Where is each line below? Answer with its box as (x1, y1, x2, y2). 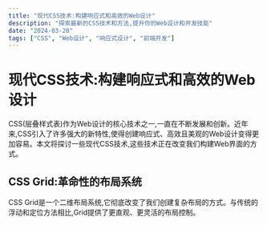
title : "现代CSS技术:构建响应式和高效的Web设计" (8, 11, 156, 20)
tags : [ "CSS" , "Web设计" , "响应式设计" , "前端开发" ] (8, 34, 175, 42)
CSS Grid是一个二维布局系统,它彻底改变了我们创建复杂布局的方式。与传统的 (8, 198, 258, 207)
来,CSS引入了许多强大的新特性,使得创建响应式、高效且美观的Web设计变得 (8, 129, 253, 139)
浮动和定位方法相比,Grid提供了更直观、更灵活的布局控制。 (8, 207, 200, 217)
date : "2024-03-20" (8, 26, 74, 34)
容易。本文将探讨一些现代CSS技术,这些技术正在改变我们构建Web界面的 (14, 139, 251, 149)
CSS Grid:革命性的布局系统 (8, 175, 143, 188)
